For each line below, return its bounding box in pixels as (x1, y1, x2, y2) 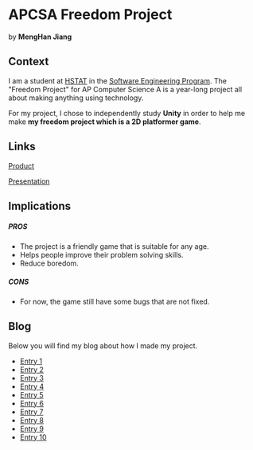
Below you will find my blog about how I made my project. (8, 340, 198, 351)
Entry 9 (19, 424, 45, 433)
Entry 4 (19, 382, 45, 391)
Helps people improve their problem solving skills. (19, 250, 184, 259)
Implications (8, 199, 72, 212)
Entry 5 (19, 390, 44, 399)
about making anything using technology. (8, 93, 144, 103)
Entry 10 (19, 432, 47, 442)
